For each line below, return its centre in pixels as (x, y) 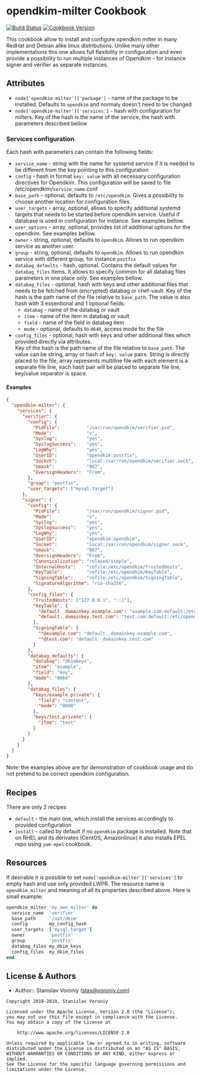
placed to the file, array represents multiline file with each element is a (101, 361)
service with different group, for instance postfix (75, 259)
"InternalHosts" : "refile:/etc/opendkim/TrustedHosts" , (108, 567)
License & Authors (41, 976)
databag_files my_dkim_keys (47, 946)
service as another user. (45, 246)
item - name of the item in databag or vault (77, 316)
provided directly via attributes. (53, 342)
